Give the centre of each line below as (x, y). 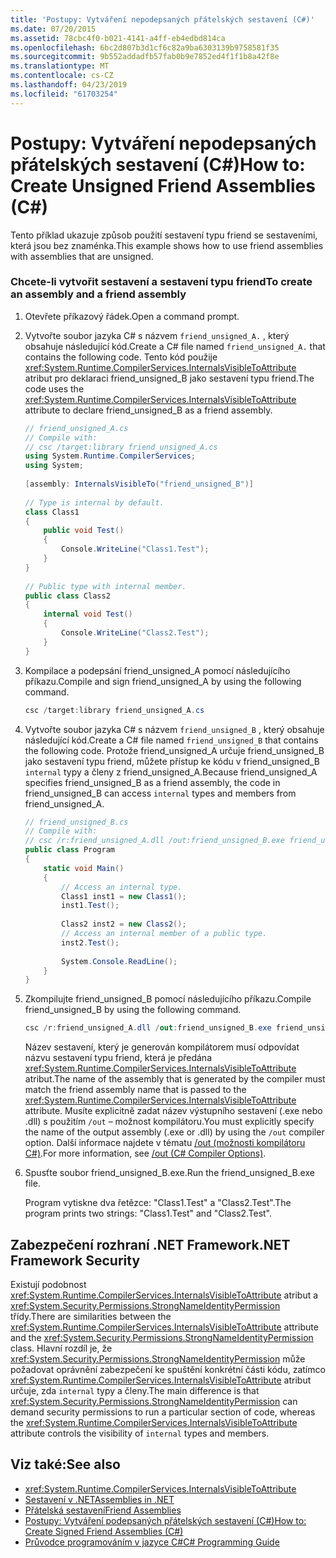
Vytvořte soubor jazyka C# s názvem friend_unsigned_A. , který (157, 335)
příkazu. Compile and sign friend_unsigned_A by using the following (163, 681)
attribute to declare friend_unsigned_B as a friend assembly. (148, 410)
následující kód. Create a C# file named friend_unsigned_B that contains (171, 740)
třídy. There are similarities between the (91, 1317)
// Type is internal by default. (94, 502)
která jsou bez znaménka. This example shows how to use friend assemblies (167, 245)
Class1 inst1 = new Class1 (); (124, 896)
